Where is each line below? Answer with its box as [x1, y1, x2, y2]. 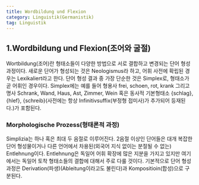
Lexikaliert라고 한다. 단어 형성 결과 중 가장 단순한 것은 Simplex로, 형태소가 [17, 75, 189, 82]
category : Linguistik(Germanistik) [6, 14, 94, 20]
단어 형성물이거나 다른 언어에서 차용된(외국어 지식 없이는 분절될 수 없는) [6, 143, 172, 150]
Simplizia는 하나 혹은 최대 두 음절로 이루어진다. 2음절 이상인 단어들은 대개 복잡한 [6, 135, 193, 142]
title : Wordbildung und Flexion [6, 8, 86, 15]
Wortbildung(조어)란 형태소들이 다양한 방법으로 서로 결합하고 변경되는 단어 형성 [6, 60, 191, 67]
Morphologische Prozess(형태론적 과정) [6, 121, 120, 129]
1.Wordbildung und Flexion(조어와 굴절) [6, 43, 151, 53]
